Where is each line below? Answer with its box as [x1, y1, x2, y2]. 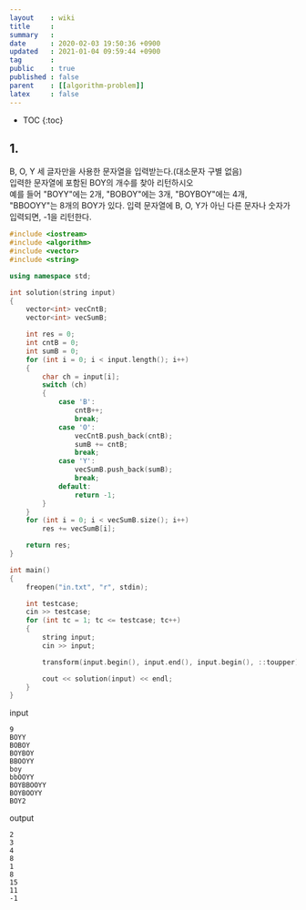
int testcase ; [25, 599, 79, 608]
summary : [9, 30, 55, 39]
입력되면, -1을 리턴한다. [9, 211, 92, 223]
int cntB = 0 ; [25, 339, 79, 348]
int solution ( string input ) [9, 288, 117, 297]
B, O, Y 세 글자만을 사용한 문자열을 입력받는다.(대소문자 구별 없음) [9, 166, 243, 177]
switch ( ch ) [42, 380, 88, 389]
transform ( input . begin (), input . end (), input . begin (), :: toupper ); [42, 657, 303, 667]
